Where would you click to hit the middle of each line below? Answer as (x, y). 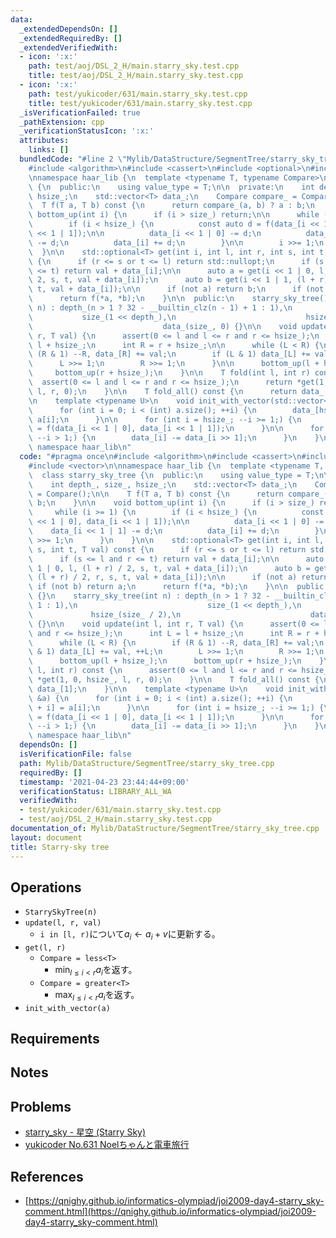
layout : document (46, 837)
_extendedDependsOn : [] (68, 29)
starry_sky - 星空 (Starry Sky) (85, 1132)
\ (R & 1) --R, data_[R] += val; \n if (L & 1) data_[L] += (169, 354)
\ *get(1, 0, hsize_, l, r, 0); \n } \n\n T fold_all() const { (174, 680)
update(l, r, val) (63, 923)
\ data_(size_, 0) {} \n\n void (163, 326)
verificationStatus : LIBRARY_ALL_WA (95, 791)
